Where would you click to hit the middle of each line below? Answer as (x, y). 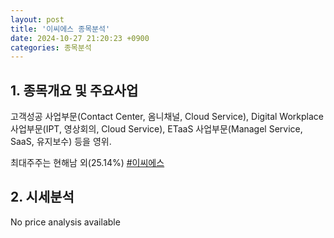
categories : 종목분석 (51, 47)
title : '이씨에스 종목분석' (60, 29)
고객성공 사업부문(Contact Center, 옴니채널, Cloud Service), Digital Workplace (167, 117)
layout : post (37, 19)
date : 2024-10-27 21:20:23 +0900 (80, 38)
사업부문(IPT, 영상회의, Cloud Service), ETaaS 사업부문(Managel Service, (156, 129)
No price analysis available (65, 222)
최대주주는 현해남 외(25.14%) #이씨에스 (87, 163)
